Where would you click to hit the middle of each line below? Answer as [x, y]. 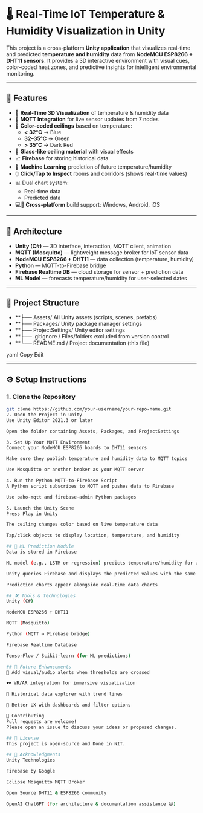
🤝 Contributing [25, 716]
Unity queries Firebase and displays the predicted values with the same [101, 574]
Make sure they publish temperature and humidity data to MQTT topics [97, 459]
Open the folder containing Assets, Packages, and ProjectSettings [93, 431]
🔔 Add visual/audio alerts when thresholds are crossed [78, 672]
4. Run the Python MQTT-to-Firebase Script [62, 481]
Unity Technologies [31, 760]
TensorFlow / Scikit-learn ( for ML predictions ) [69, 656]
